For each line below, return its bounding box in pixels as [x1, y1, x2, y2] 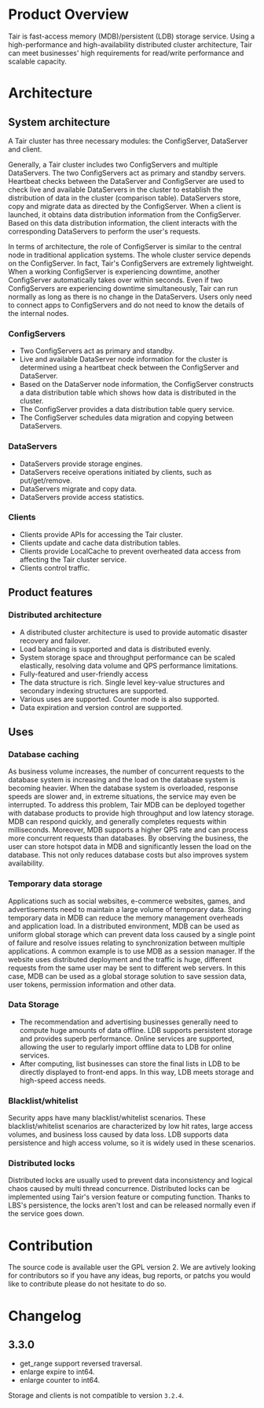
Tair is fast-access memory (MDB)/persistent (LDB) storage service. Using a [8, 31, 255, 41]
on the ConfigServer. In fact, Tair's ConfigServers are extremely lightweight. [8, 258, 254, 268]
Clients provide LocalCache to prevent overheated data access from [19, 546, 241, 556]
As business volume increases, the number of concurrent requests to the [8, 766, 245, 776]
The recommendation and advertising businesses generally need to [19, 1016, 238, 1027]
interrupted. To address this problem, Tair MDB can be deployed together [8, 800, 246, 810]
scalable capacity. [8, 57, 67, 66]
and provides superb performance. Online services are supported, [19, 1034, 235, 1043]
